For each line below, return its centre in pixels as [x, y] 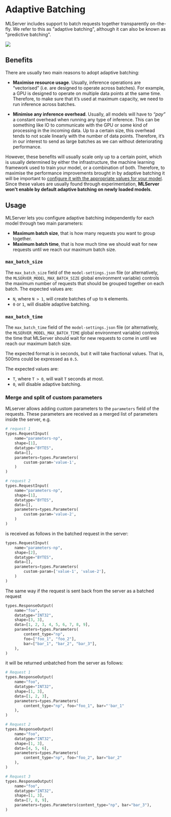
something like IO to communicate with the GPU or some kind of [80, 125]
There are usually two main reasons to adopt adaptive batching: [72, 72]
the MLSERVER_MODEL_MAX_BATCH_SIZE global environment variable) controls [82, 278]
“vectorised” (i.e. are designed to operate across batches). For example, [89, 88]
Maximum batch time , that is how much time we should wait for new [85, 244]
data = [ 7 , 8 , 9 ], [32, 800]
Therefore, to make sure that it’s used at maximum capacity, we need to [88, 99]
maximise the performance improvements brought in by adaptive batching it [85, 173]
